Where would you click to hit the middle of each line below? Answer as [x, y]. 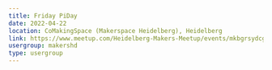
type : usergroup [36, 53]
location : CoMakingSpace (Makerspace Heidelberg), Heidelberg [115, 31]
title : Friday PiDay [43, 16]
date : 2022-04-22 [38, 23]
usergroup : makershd [43, 46]
